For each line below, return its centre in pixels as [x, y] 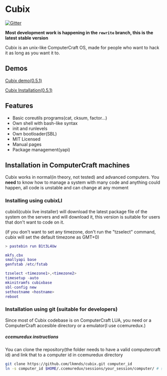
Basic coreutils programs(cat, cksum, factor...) [60, 118]
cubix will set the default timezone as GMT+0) [52, 237]
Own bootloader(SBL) [35, 133]
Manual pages [27, 144]
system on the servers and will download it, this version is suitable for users [83, 217]
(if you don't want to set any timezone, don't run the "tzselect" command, [81, 232]
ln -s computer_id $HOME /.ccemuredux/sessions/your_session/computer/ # [82, 369]
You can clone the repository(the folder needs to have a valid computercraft [83, 349]
